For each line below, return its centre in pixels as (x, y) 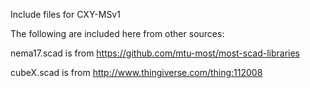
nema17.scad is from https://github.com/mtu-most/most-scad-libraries (155, 53)
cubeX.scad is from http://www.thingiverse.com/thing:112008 (136, 72)
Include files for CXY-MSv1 (65, 14)
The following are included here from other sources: (117, 33)
